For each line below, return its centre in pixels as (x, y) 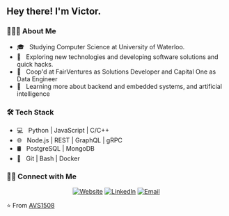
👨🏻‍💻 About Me (31, 31)
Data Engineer (37, 78)
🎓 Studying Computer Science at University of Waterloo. (101, 47)
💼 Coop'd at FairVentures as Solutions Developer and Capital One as (116, 72)
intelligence (33, 94)
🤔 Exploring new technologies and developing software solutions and (117, 57)
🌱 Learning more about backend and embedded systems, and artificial (119, 86)
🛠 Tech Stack (30, 112)
